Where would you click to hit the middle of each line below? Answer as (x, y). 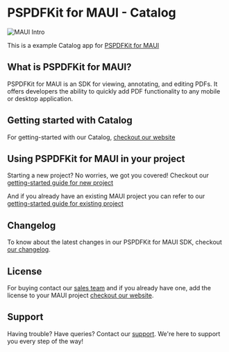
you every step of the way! (45, 341)
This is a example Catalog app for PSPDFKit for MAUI (83, 45)
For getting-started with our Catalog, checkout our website (91, 137)
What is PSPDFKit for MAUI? (69, 67)
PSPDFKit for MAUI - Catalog (92, 13)
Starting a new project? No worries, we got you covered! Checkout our (108, 175)
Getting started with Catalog (70, 120)
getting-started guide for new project (60, 183)
